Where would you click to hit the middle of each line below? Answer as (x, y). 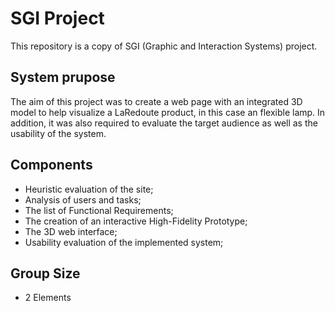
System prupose (63, 77)
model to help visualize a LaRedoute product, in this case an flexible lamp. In (168, 112)
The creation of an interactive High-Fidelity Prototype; (136, 221)
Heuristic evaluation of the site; (89, 189)
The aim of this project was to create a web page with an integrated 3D (156, 101)
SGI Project (57, 18)
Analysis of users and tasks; (83, 199)
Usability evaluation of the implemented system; (124, 242)
